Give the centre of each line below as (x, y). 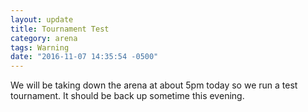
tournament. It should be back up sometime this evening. (127, 96)
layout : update (42, 19)
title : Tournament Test (60, 29)
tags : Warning (40, 47)
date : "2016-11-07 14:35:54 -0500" (84, 57)
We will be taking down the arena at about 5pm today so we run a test (154, 85)
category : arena (44, 38)
